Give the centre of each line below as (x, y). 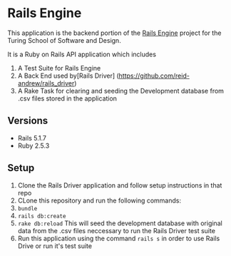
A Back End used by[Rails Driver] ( (68, 76)
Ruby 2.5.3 (34, 145)
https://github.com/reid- (154, 76)
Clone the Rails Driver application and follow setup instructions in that (120, 185)
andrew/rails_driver (46, 83)
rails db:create (42, 216)
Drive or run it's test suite (55, 246)
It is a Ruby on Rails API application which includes (82, 54)
